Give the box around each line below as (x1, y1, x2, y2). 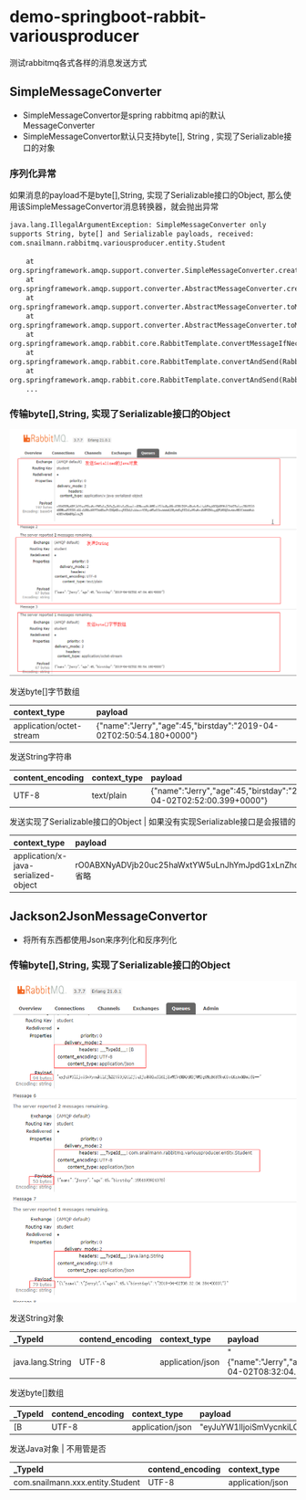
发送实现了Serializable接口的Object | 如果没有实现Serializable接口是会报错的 (9, 816, 296, 827)
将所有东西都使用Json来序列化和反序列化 (22, 934, 178, 945)
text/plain (91, 790, 127, 801)
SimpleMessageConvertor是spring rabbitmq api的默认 (22, 110, 226, 121)
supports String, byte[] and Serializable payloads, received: (9, 230, 255, 239)
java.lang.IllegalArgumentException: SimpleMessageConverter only (9, 221, 267, 230)
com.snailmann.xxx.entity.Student (13, 1477, 141, 1488)
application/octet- (13, 719, 83, 731)
